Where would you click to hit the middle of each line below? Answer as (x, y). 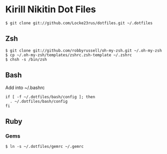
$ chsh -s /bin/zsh (26, 59)
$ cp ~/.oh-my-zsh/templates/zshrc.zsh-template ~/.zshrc (69, 55)
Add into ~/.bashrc (25, 87)
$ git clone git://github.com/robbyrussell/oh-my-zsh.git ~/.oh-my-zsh (83, 50)
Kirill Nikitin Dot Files (51, 9)
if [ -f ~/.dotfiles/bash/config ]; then (50, 97)
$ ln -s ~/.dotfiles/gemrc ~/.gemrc (44, 147)
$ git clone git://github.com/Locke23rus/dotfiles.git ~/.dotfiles (79, 23)
